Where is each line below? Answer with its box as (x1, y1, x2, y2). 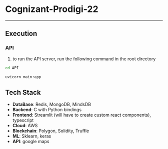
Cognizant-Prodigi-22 (5, 3, 98, 15)
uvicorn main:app (5, 74, 41, 79)
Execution (5, 29, 37, 38)
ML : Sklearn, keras (12, 133, 51, 139)
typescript (12, 117, 34, 123)
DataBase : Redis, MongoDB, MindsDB (12, 101, 91, 108)
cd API (5, 65, 19, 70)
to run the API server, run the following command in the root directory (12, 56, 156, 62)
